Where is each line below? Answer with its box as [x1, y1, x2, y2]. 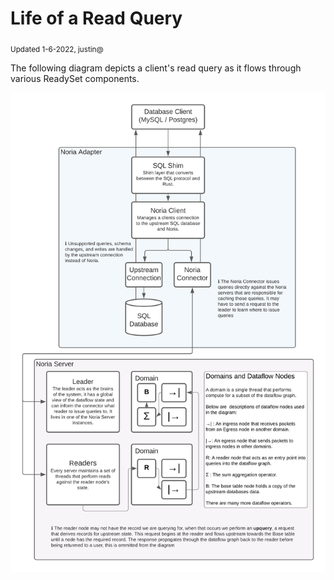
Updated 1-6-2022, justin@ [10, 44, 104, 54]
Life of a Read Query [10, 7, 183, 30]
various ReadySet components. [10, 72, 140, 84]
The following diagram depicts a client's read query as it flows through [10, 62, 302, 74]
